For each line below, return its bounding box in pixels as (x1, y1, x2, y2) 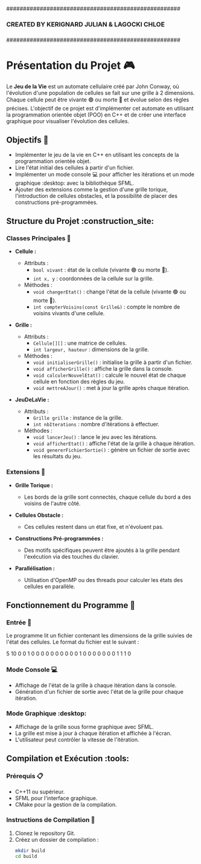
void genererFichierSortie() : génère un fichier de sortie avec (33, 446, 190, 453)
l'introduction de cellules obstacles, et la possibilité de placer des (14, 192, 178, 199)
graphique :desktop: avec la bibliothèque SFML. (14, 179, 134, 187)
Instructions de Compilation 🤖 (6, 816, 95, 824)
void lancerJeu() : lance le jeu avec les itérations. (33, 434, 158, 441)
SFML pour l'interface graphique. (14, 794, 98, 802)
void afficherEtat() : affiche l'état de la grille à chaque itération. (33, 440, 196, 447)
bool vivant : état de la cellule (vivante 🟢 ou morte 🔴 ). (33, 266, 169, 274)
